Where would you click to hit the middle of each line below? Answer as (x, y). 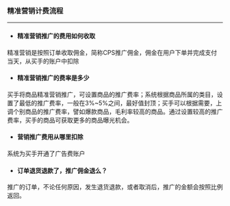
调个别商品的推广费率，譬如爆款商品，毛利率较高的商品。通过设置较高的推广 (115, 112)
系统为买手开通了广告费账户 (46, 153)
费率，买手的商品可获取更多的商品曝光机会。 (70, 120)
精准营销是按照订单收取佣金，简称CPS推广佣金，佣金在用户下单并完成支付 (112, 52)
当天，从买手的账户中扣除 (43, 61)
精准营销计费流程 (35, 10)
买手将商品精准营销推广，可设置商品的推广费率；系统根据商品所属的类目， (112, 94)
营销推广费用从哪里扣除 (50, 137)
